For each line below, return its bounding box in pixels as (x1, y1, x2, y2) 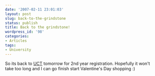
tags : (5, 43, 16, 48)
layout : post (5, 12, 31, 16)
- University (5, 47, 31, 52)
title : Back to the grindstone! (5, 25, 70, 30)
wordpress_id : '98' (5, 29, 45, 34)
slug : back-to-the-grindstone (5, 16, 66, 21)
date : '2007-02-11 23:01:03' (5, 7, 64, 12)
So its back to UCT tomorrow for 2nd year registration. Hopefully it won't (5, 61, 150, 66)
